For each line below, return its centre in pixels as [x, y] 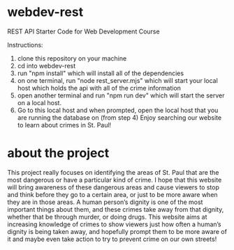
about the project [58, 153]
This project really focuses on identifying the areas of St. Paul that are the [113, 172]
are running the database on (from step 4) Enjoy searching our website [119, 117]
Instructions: [25, 45]
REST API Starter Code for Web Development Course [83, 31]
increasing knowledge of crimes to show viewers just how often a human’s [114, 224]
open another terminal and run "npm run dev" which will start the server [121, 95]
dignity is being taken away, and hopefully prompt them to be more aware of [117, 231]
